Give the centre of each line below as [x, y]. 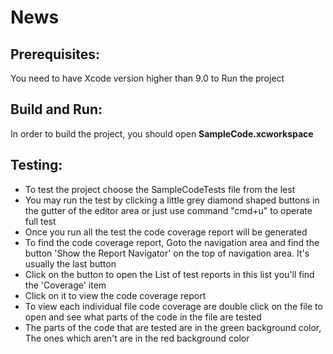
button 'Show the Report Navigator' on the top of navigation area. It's [167, 253]
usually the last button [70, 263]
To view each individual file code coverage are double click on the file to [173, 306]
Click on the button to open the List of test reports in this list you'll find [169, 274]
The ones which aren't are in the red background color [137, 338]
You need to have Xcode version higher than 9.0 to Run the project [147, 78]
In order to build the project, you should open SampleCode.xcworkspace [162, 133]
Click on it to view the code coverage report [115, 295]
